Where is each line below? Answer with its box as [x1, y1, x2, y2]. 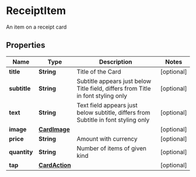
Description [99, 57, 132, 65]
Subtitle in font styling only [76, 116, 150, 124]
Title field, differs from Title [76, 84, 151, 92]
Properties [6, 40, 45, 50]
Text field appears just [76, 101, 138, 109]
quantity [9, 148, 33, 156]
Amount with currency [76, 134, 138, 143]
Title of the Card [76, 67, 121, 75]
